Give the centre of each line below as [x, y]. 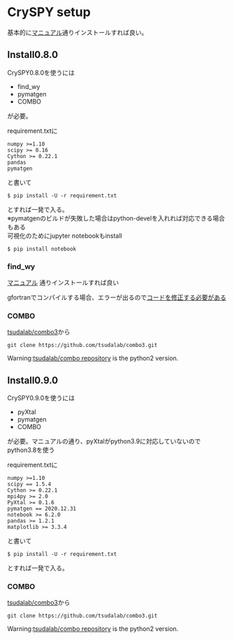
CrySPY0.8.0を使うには [41, 72]
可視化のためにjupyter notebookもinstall [65, 236]
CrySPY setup [49, 12]
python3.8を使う [31, 450]
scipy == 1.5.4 [29, 484]
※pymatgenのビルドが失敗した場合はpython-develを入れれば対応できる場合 [116, 218]
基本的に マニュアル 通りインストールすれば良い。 [78, 32]
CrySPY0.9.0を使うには [41, 398]
